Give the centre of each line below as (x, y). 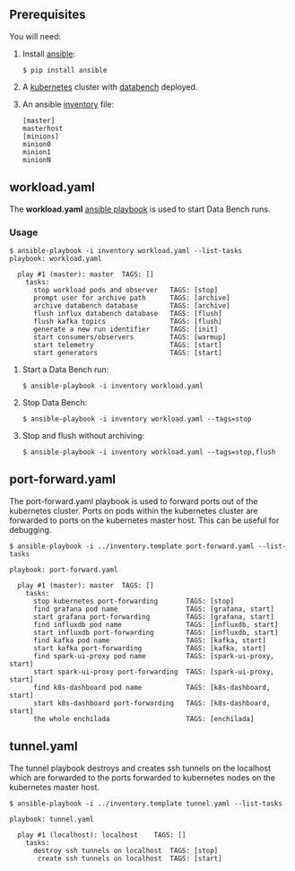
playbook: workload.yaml (56, 258)
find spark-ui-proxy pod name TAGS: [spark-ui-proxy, (154, 656)
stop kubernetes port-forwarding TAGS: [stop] (134, 601)
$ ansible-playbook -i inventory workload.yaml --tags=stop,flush (149, 452)
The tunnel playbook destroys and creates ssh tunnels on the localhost (140, 768)
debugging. (30, 529)
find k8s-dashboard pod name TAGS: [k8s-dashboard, (152, 687)
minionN (36, 160)
